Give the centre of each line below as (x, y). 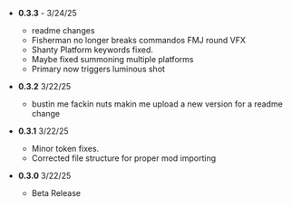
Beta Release (56, 193)
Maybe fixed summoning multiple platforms (112, 59)
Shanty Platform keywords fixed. (92, 50)
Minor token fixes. (65, 149)
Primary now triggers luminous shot (98, 69)
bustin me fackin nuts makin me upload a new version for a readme (157, 104)
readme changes (63, 30)
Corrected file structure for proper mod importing (124, 158)
